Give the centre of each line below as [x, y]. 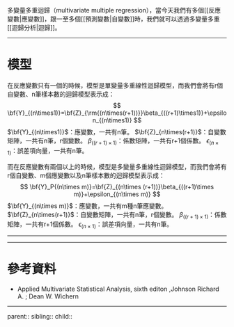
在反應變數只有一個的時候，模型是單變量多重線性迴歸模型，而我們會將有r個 [115, 85]
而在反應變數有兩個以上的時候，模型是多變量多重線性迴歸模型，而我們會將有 [117, 166]
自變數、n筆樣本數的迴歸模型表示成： [61, 94]
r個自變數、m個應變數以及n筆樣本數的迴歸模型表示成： [86, 175]
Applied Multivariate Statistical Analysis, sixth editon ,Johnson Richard [118, 289]
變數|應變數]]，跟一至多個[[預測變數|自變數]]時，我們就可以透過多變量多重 [114, 19]
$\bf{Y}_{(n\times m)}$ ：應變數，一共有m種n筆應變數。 [87, 206]
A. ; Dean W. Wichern [48, 296]
